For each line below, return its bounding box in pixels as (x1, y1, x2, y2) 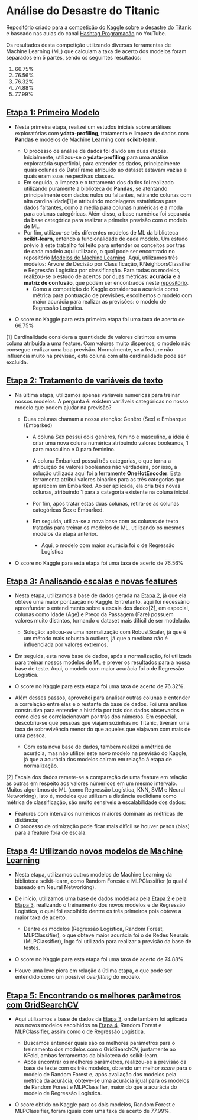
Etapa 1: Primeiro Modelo (6, 108, 100, 118)
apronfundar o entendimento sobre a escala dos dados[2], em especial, (14, 604, 190, 612)
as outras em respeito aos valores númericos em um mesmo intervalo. (6, 780, 177, 787)
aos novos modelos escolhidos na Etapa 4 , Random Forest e (14, 1022, 162, 1028)
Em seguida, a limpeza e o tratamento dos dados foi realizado (23, 178, 174, 185)
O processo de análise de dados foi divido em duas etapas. (23, 147, 168, 154)
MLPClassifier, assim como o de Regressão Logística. (14, 1028, 145, 1035)
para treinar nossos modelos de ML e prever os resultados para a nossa (14, 659, 190, 666)
